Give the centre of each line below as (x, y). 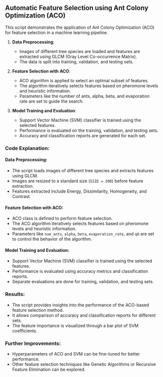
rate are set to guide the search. (51, 101)
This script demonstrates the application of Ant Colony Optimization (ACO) (80, 27)
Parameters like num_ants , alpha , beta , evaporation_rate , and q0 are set (83, 234)
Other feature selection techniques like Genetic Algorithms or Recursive (84, 364)
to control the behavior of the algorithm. (52, 239)
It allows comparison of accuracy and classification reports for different (84, 315)
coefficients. (25, 331)
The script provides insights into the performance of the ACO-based (81, 305)
